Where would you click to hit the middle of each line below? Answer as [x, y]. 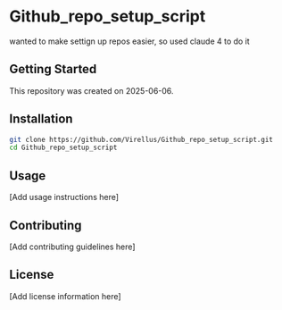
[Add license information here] [66, 296]
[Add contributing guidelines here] [72, 247]
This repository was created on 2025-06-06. [91, 90]
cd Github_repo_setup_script [63, 148]
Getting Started [53, 69]
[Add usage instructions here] [64, 197]
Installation [41, 119]
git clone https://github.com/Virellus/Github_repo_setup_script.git [141, 139]
